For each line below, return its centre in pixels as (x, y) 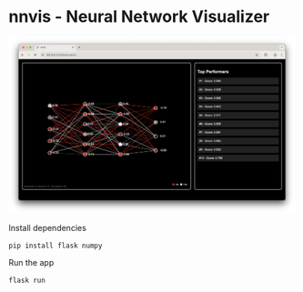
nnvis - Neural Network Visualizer (139, 17)
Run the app (31, 263)
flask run (27, 281)
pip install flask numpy (56, 246)
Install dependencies (48, 227)
